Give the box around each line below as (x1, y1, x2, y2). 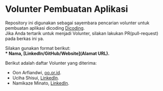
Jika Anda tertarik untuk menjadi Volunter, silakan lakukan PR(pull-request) (5, 30, 159, 36)
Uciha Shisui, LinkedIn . (12, 75, 60, 81)
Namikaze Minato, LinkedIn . (12, 80, 70, 86)
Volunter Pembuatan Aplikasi (5, 3, 128, 15)
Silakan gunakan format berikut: (5, 45, 71, 51)
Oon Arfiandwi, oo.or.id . (12, 69, 62, 75)
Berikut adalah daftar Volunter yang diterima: (5, 60, 97, 66)
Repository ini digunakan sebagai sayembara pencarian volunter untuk (5, 20, 150, 26)
